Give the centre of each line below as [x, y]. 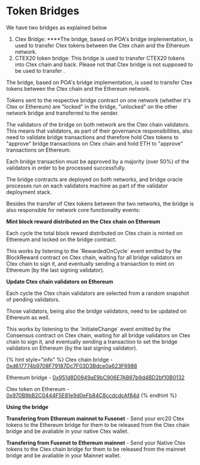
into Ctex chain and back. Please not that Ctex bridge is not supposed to [104, 64]
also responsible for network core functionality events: [73, 210]
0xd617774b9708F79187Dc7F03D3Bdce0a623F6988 [72, 366]
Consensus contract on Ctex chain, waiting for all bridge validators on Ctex [99, 335]
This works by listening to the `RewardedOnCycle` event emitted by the [93, 251]
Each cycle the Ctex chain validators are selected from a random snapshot [98, 293]
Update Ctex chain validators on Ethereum [60, 281]
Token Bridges [43, 11]
